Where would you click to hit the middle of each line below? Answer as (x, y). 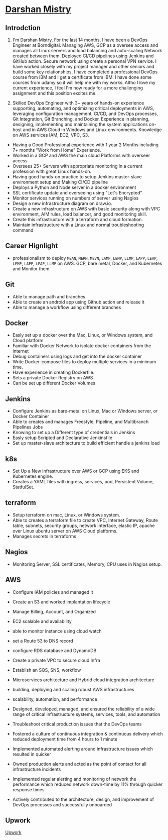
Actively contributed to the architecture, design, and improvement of (83, 799)
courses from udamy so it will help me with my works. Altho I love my (84, 82)
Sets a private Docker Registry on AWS (53, 378)
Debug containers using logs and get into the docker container (77, 356)
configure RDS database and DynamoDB (54, 650)
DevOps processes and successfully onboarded (62, 804)
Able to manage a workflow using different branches (67, 307)
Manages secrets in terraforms (44, 536)
